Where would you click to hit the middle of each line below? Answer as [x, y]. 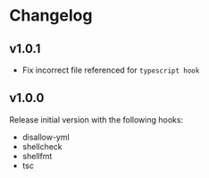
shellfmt [37, 156]
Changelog [51, 16]
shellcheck [42, 146]
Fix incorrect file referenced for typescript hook [111, 70]
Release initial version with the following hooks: [96, 119]
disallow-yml [46, 137]
